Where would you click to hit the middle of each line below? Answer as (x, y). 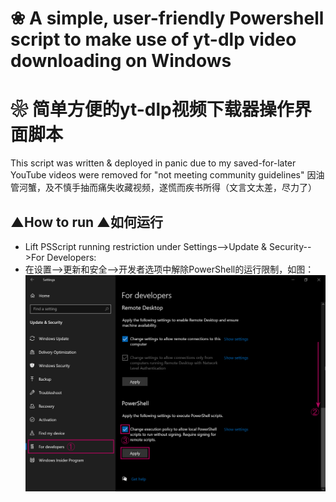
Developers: (71, 257)
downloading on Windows (121, 61)
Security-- (290, 246)
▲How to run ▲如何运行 (87, 222)
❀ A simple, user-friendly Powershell (167, 18)
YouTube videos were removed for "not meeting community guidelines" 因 (163, 175)
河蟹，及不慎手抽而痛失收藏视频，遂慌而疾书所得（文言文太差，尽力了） (167, 188)
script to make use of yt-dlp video (153, 39)
